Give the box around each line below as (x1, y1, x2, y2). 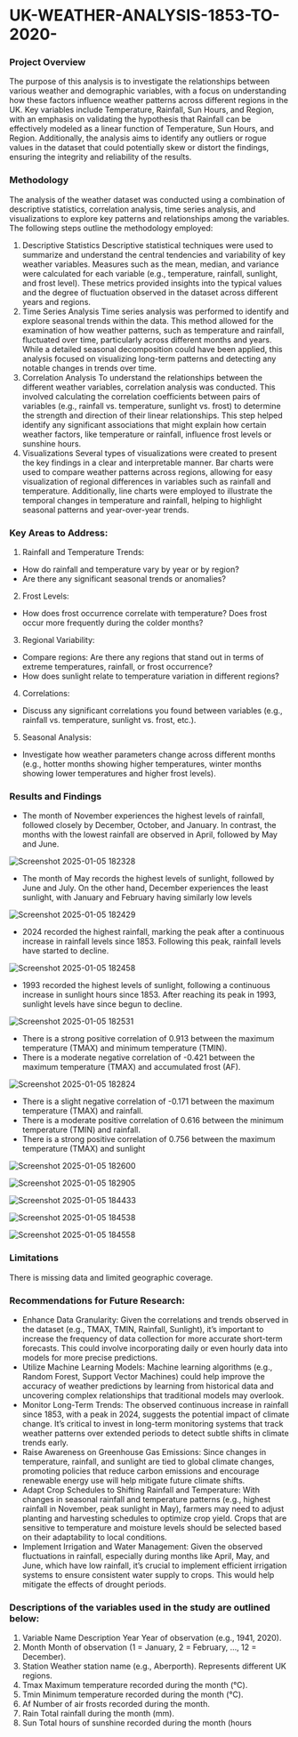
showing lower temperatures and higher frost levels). (21, 768, 216, 779)
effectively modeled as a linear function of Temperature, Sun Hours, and (9, 124, 274, 134)
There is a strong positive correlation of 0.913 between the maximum (21, 1033, 275, 1044)
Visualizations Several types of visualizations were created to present (21, 447, 278, 458)
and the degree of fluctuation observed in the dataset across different (21, 286, 278, 298)
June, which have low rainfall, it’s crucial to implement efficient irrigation (21, 1560, 287, 1571)
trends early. (21, 1437, 69, 1448)
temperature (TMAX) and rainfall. (21, 1106, 144, 1116)
